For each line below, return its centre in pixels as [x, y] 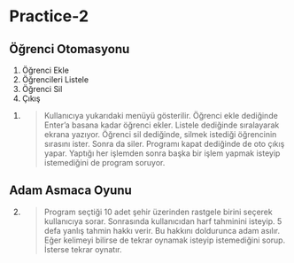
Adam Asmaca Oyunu [71, 191]
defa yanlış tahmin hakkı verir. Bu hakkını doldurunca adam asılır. [162, 230]
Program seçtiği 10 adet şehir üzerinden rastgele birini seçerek [158, 212]
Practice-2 [49, 16]
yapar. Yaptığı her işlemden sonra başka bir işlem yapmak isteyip [162, 153]
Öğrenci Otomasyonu [70, 49]
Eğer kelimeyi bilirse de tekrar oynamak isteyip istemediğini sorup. [165, 240]
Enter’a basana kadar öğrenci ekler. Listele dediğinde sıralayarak [162, 125]
